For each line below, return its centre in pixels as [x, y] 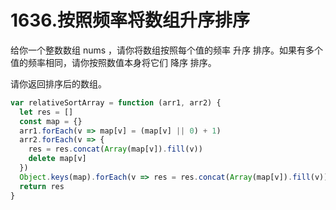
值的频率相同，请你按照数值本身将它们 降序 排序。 [113, 62]
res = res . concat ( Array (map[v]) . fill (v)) [115, 149]
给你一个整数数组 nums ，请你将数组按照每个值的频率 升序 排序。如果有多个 [166, 50]
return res [42, 186]
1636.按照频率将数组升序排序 [130, 20]
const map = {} [51, 121]
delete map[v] [57, 159]
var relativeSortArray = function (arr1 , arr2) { [116, 102]
